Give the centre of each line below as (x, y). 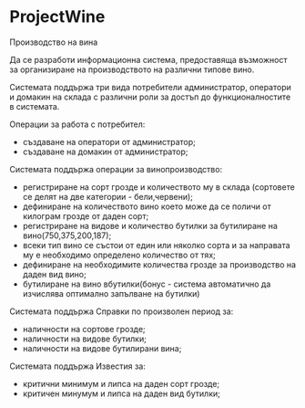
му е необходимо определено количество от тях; (119, 255)
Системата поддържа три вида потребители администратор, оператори (150, 87)
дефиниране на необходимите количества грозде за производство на (159, 264)
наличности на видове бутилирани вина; (102, 348)
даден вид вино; (54, 274)
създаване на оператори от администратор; (109, 141)
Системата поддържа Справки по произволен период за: (122, 311)
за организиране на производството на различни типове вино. (132, 69)
